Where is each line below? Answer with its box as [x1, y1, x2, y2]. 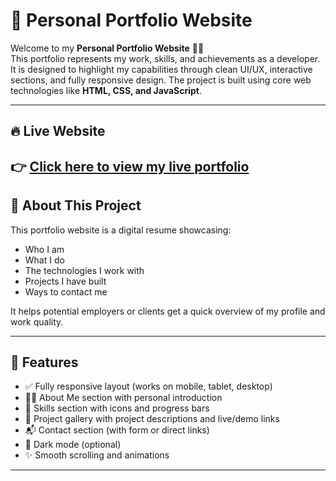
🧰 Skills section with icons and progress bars [24, 402, 210, 414]
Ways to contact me [24, 285, 108, 298]
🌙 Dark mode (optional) [24, 439, 122, 451]
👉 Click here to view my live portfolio [10, 158, 250, 175]
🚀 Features [10, 354, 79, 371]
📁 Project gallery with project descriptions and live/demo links [24, 413, 280, 425]
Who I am [24, 243, 65, 255]
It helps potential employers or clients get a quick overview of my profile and [10, 305, 326, 317]
